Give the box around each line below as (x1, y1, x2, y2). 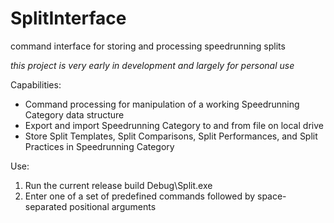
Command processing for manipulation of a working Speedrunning (24, 98, 300, 110)
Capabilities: (10, 78, 62, 91)
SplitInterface (10, 7, 127, 30)
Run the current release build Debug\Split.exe (24, 179, 213, 191)
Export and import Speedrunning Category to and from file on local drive (24, 119, 324, 131)
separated (24, 200, 68, 212)
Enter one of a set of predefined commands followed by (24, 190, 256, 202)
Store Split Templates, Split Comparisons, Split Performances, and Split (24, 130, 318, 142)
